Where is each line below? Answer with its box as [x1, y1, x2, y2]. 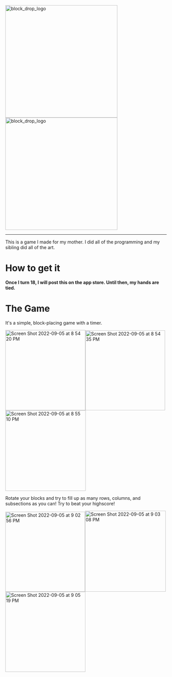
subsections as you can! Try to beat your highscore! [5, 500, 115, 506]
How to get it [5, 262, 60, 274]
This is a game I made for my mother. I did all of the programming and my [5, 239, 160, 245]
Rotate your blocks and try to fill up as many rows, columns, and [5, 495, 141, 501]
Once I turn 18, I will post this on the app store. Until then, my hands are [5, 279, 160, 285]
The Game [5, 303, 50, 314]
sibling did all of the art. [5, 245, 55, 250]
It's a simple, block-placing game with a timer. [5, 319, 102, 326]
